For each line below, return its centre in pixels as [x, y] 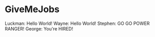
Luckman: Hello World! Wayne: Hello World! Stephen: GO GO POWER [77, 23]
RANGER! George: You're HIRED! [39, 28]
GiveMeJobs [32, 9]
